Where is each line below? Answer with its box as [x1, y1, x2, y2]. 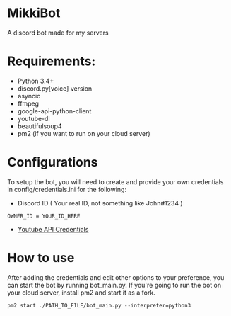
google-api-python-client [17, 106, 92, 115]
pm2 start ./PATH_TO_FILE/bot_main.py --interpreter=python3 [7, 302, 191, 309]
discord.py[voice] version [17, 84, 93, 93]
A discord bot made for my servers [7, 28, 109, 37]
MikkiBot [7, 5, 61, 21]
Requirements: [7, 53, 96, 69]
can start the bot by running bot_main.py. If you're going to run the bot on [7, 281, 221, 289]
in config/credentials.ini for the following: [7, 185, 127, 193]
